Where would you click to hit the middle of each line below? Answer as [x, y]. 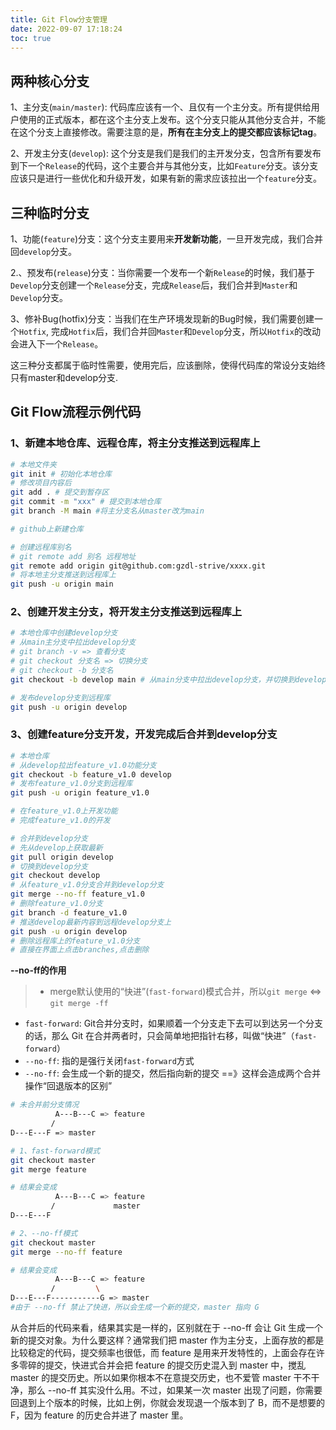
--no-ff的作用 [38, 970]
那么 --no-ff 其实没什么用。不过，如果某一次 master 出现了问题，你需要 [175, 1390]
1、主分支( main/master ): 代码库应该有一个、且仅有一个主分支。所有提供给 [161, 107]
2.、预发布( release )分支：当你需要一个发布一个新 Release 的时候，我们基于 [163, 272]
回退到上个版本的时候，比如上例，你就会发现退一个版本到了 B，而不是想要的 [168, 1402]
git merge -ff [79, 1004]
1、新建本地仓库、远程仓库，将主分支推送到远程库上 [135, 443]
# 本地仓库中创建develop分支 [64, 633]
